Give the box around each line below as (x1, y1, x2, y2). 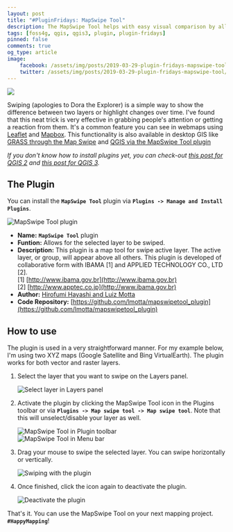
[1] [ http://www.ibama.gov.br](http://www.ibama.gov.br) (17, 275, 177, 284)
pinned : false (7, 36, 49, 43)
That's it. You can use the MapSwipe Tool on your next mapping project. (7, 509, 214, 518)
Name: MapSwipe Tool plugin (17, 231, 98, 240)
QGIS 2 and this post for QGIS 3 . (7, 158, 100, 167)
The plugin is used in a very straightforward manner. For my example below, (7, 344, 224, 352)
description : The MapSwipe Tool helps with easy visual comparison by (7, 23, 216, 30)
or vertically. (17, 456, 53, 464)
